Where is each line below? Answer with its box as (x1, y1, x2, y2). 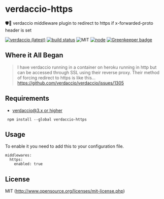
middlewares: (5, 153, 32, 158)
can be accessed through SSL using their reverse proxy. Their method (17, 69, 160, 75)
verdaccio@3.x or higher (12, 107, 63, 113)
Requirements (5, 94, 49, 103)
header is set (5, 27, 32, 33)
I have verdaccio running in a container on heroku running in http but (17, 64, 157, 70)
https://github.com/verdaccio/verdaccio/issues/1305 (17, 80, 124, 86)
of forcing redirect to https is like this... (17, 75, 96, 80)
